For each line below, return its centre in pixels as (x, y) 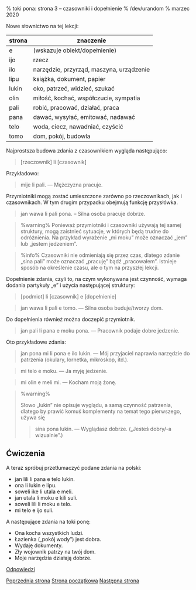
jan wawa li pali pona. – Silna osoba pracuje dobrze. (83, 214)
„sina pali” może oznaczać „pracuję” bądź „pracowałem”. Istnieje (98, 261)
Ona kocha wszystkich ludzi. (49, 533)
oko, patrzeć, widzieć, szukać (74, 89)
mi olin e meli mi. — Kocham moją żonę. (68, 382)
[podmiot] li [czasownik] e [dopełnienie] (68, 296)
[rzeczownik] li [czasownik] (53, 162)
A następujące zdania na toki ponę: (48, 521)
